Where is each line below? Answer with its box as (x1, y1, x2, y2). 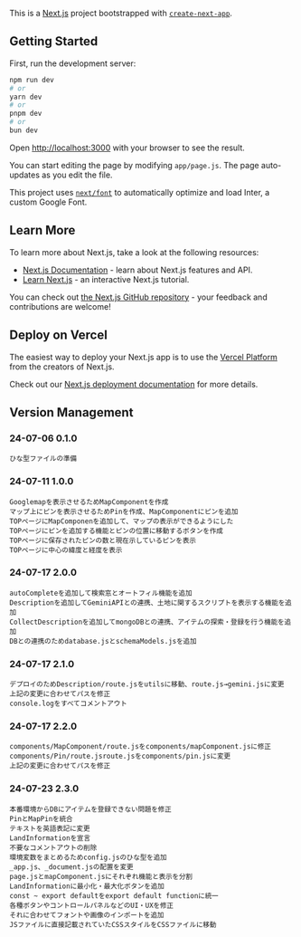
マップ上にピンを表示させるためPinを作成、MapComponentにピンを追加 (9, 507, 239, 516)
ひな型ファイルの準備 (9, 454, 77, 464)
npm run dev (9, 75, 54, 84)
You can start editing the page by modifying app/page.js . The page (9, 159, 259, 170)
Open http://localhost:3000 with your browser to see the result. (9, 142, 246, 153)
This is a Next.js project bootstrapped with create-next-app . (9, 8, 233, 18)
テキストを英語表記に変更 (9, 824, 90, 833)
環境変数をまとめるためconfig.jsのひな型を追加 (9, 853, 167, 862)
